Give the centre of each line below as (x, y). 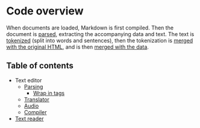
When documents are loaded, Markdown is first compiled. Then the (90, 28)
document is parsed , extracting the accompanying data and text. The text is (100, 34)
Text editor (28, 80)
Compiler (35, 112)
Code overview (45, 11)
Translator (36, 99)
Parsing (33, 87)
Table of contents (40, 66)
